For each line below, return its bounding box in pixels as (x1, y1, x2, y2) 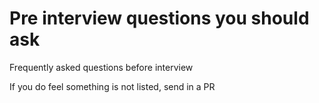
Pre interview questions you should (9, 7, 310, 30)
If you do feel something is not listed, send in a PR (9, 80, 216, 92)
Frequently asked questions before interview (9, 61, 194, 73)
